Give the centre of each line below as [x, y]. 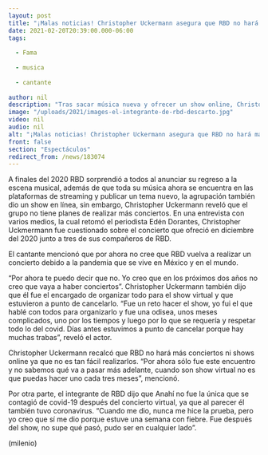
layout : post [30, 16]
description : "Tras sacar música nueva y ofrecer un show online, [121, 105]
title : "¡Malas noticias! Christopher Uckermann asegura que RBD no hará [134, 23]
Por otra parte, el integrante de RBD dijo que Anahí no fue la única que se [129, 394]
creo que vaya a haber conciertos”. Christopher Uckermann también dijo [127, 287]
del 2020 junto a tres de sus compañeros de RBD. [90, 239]
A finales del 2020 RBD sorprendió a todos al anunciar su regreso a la [123, 180]
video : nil [26, 120]
